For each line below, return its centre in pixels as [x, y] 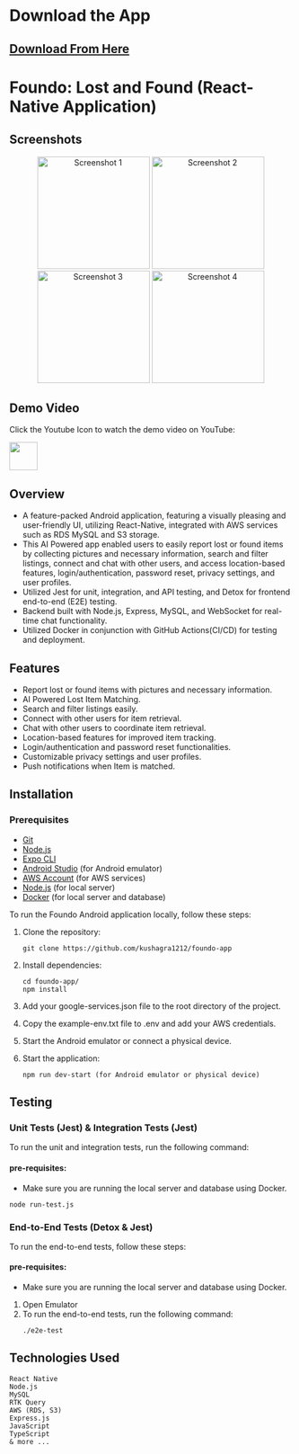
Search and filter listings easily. [80, 709]
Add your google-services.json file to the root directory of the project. [151, 1006]
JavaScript [30, 1426]
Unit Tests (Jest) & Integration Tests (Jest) [103, 1128]
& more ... [30, 1441]
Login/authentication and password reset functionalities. [127, 747]
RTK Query [28, 1402]
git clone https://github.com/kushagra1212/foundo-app [127, 948]
